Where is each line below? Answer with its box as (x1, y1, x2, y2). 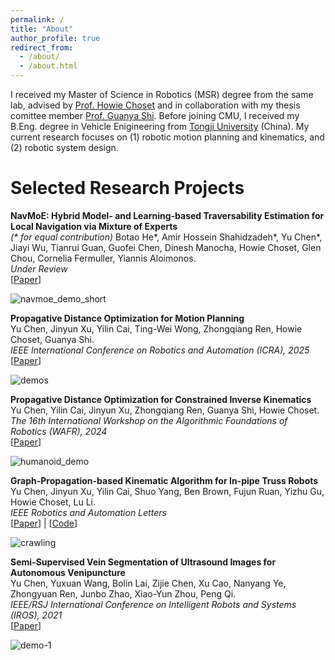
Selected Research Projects (10, 177, 245, 200)
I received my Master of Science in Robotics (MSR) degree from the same (10, 89, 314, 100)
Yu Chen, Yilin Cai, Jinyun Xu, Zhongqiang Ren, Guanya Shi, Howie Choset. (10, 404, 320, 416)
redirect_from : (10, 42, 74, 53)
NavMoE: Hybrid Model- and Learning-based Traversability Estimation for (10, 209, 325, 221)
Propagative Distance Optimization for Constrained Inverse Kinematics (10, 393, 312, 405)
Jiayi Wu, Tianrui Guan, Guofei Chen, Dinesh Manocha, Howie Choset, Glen (10, 241, 322, 253)
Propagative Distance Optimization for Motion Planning (10, 312, 245, 324)
